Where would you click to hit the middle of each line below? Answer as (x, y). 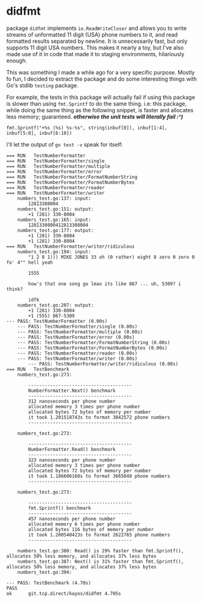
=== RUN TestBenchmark (38, 369)
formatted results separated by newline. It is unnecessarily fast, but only (97, 41)
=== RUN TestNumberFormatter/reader (55, 187)
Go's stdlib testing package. (42, 85)
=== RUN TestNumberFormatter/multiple (59, 166)
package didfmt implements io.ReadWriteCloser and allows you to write (97, 28)
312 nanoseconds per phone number (72, 401)
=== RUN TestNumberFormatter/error (54, 172)
